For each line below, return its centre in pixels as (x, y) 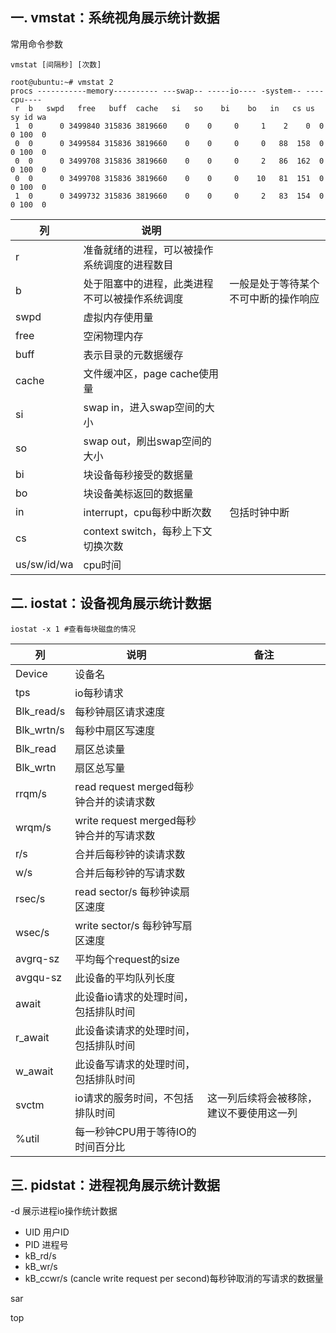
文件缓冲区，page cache (141, 373)
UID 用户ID (47, 1232)
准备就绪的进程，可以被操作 (148, 250)
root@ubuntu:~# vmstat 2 (62, 82)
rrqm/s (31, 793)
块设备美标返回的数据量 (138, 493)
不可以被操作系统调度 (133, 298)
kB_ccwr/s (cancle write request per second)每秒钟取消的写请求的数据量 (174, 1279)
